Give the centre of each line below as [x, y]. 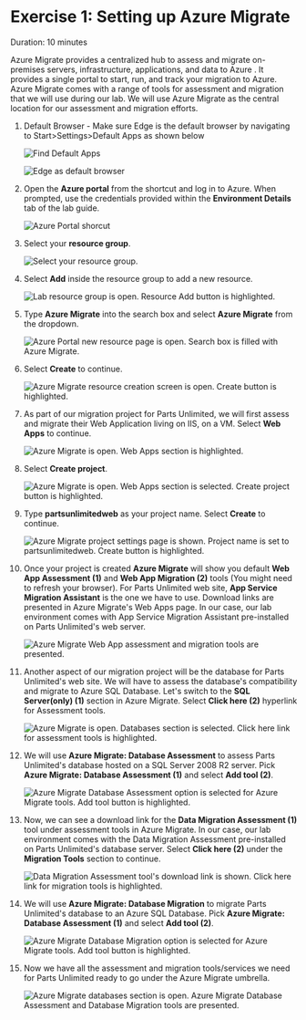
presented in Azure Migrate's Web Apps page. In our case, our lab [148, 607]
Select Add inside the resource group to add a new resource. [138, 278]
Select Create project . [66, 468]
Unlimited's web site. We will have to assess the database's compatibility [160, 681]
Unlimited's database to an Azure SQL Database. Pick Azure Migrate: [154, 913]
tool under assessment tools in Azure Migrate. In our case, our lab [147, 829]
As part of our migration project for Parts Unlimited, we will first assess [156, 413]
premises [28, 69]
